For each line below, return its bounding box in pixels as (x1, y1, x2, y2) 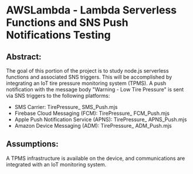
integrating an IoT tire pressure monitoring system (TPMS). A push (6, 80, 167, 87)
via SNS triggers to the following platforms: (6, 92, 110, 99)
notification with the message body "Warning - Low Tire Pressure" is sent (6, 86, 184, 93)
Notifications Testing (6, 29, 111, 42)
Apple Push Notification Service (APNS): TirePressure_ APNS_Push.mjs (14, 116, 187, 123)
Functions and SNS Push (6, 16, 128, 29)
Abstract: (6, 52, 42, 62)
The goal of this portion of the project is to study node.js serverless (6, 67, 169, 74)
